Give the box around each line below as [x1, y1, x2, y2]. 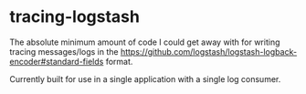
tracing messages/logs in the [9, 46, 119, 57]
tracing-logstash [9, 6, 140, 27]
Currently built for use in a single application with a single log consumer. [9, 73, 281, 84]
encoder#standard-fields [9, 56, 104, 67]
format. [105, 56, 133, 67]
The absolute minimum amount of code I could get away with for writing [9, 37, 280, 47]
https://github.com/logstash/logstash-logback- [120, 46, 298, 57]
